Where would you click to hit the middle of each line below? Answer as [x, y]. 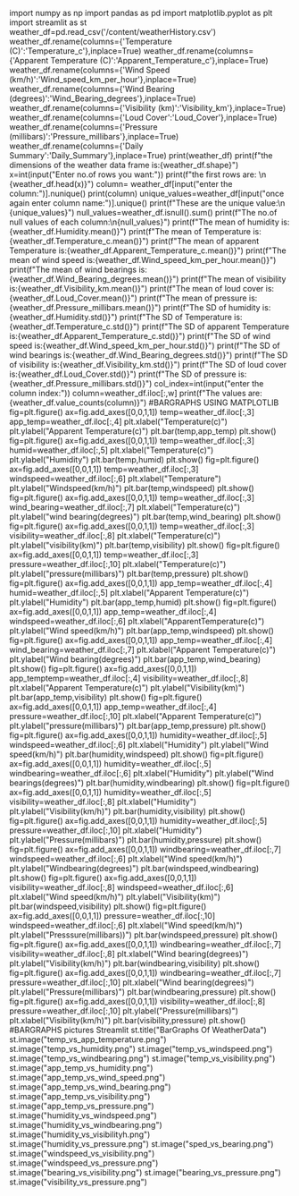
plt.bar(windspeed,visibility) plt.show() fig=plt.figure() [108, 906]
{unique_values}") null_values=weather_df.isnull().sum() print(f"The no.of [143, 212]
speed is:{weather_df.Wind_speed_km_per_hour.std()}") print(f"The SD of [145, 345]
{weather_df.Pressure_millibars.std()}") [81, 383]
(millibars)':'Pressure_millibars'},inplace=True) [94, 136]
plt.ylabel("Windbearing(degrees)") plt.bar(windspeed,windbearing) [134, 868]
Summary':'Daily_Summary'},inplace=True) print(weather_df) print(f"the [141, 155]
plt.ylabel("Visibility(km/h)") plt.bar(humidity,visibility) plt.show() [127, 811]
